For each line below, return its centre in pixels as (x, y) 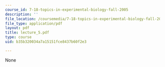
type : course (18, 37)
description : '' (22, 14)
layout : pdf (17, 28)
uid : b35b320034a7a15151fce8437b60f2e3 (46, 42)
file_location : (21, 19)
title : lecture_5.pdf (27, 33)
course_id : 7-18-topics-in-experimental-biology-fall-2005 (67, 10)
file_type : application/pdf (34, 23)
